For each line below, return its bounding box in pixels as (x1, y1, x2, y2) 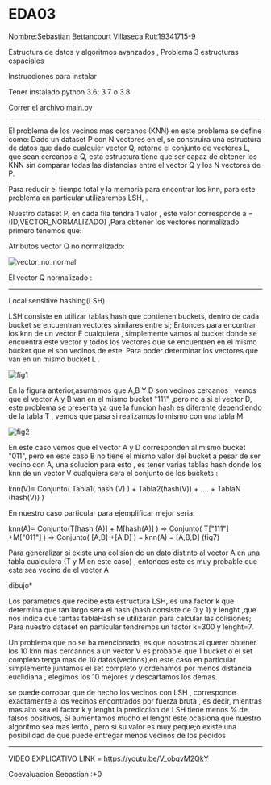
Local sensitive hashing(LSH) (8, 295, 106, 305)
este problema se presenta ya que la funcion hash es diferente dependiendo (8, 403, 262, 412)
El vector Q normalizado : (8, 272, 93, 282)
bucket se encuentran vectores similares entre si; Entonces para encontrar (8, 319, 256, 329)
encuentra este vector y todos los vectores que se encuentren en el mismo (8, 336, 257, 347)
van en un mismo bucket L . (8, 354, 101, 364)
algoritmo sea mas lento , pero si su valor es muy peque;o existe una (8, 721, 237, 731)
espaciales (8, 56, 44, 65)
